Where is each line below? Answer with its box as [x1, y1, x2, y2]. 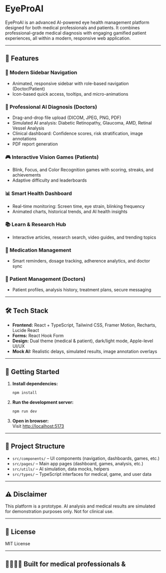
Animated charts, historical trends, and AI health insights [12, 208, 127, 214]
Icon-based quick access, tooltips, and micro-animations [12, 91, 128, 97]
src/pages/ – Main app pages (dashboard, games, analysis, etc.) [12, 460, 143, 466]
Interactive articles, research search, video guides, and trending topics [12, 234, 157, 240]
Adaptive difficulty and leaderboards [12, 177, 87, 184]
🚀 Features [5, 54, 39, 63]
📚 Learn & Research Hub [5, 221, 66, 228]
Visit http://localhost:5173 [12, 423, 64, 429]
